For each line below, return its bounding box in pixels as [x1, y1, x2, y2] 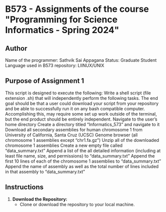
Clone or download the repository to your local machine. [19, 201, 135, 207]
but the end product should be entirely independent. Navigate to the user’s [5, 116, 158, 122]
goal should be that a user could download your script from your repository [5, 100, 159, 106]
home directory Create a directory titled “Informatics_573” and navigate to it [5, 121, 160, 127]
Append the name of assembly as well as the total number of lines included [5, 163, 159, 169]
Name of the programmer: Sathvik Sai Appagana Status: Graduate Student [5, 57, 157, 63]
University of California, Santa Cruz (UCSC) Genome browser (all [5, 132, 138, 138]
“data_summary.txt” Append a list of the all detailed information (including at [5, 147, 161, 154]
